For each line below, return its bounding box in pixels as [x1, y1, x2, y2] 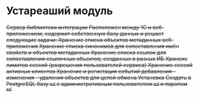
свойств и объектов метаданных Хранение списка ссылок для [6, 48, 167, 56]
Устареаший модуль [6, 4, 113, 18]
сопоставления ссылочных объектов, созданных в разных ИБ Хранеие [6, 55, 188, 62]
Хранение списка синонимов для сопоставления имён [39, 43, 179, 50]
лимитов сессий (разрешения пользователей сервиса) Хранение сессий [6, 61, 193, 69]
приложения [6, 43, 38, 50]
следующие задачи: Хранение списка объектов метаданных [6, 36, 161, 43]
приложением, [6, 30, 43, 37]
